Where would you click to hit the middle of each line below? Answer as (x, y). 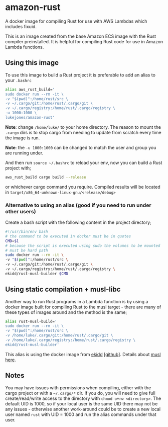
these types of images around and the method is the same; (66, 312)
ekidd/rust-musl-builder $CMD (37, 274)
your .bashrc (18, 80)
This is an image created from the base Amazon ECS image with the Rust (81, 36)
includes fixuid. (21, 26)
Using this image (32, 63)
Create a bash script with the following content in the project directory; (78, 222)
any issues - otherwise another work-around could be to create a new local (83, 409)
